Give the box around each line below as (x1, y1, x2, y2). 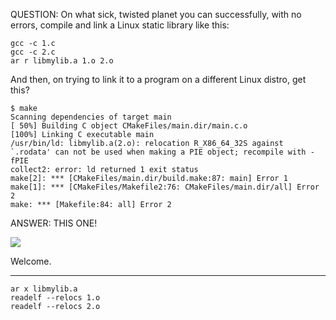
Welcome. (10, 255, 52, 267)
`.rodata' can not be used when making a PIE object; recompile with (10, 147, 307, 157)
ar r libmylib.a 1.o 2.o (10, 56, 114, 66)
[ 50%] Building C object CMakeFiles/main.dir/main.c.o (10, 121, 248, 131)
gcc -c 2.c (10, 47, 56, 57)
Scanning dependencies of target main (10, 112, 172, 122)
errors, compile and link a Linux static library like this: (10, 19, 230, 31)
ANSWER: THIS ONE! (10, 217, 98, 229)
